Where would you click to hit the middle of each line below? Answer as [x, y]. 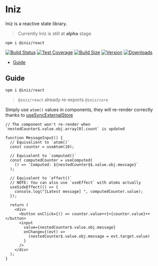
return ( [19, 205]
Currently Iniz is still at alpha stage [54, 33]
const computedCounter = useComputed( [52, 160]
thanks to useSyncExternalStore [39, 115]
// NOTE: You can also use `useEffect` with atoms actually [75, 183]
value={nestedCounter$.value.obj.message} [70, 227]
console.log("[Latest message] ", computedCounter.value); [79, 191]
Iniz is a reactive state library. [36, 24]
